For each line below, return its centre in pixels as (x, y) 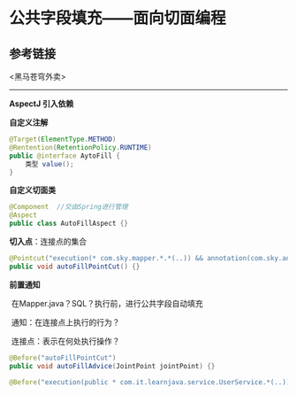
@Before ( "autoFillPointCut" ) (63, 358)
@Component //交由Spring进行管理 (69, 207)
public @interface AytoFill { (65, 156)
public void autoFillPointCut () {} (75, 267)
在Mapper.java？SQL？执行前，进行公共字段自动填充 (107, 303)
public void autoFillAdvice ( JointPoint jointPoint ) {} (112, 366)
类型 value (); (49, 164)
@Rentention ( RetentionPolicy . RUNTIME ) (80, 147)
